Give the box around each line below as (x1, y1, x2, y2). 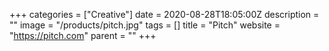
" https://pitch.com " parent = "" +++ (9, 30, 157, 41)
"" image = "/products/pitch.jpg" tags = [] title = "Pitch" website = (9, 19, 281, 31)
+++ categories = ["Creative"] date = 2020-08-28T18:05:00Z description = (9, 9, 320, 20)
